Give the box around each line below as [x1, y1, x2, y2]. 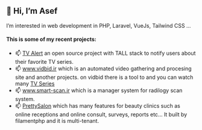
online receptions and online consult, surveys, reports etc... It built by [14, 111, 188, 118]
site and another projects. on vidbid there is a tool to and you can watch [14, 73, 194, 81]
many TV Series [14, 80, 55, 87]
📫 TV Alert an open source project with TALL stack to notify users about [14, 49, 196, 57]
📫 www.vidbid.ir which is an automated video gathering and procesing [14, 65, 192, 72]
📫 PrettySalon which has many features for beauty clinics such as [14, 102, 181, 110]
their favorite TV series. [14, 58, 74, 66]
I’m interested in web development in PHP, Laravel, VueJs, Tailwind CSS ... [6, 22, 191, 29]
